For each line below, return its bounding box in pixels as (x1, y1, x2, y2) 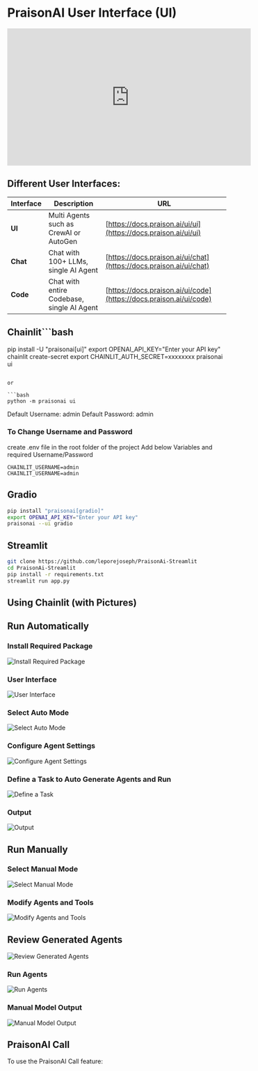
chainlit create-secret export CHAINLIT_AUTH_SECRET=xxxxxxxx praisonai (7, 352, 223, 360)
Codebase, (48, 294, 85, 304)
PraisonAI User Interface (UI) (7, 5, 177, 21)
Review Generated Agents (7, 934, 123, 946)
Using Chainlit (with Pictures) (7, 597, 137, 608)
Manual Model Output (7, 1003, 82, 1012)
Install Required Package (7, 641, 93, 651)
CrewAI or (48, 228, 81, 238)
